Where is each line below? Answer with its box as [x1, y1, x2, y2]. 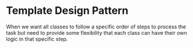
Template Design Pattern [6, 4, 129, 17]
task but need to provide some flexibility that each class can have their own [6, 29, 188, 36]
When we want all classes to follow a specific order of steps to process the [6, 23, 187, 30]
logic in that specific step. [6, 35, 68, 42]
